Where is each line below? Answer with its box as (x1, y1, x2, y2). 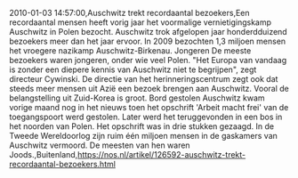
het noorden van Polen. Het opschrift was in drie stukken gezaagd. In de (9, 121, 274, 132)
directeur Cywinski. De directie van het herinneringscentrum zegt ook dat (9, 74, 278, 84)
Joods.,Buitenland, (9, 150, 78, 159)
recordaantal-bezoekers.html (9, 159, 116, 169)
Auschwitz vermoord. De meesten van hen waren (9, 140, 190, 150)
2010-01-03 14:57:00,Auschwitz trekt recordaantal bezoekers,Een (9, 8, 251, 18)
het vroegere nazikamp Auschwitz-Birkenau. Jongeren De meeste (9, 45, 252, 56)
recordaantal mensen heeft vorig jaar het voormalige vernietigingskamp (9, 17, 272, 28)
